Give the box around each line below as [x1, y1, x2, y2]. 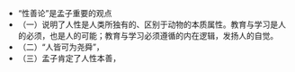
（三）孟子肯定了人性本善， [17, 53, 121, 63]
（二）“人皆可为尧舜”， [17, 41, 105, 52]
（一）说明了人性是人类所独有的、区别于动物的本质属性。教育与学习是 [17, 19, 279, 30]
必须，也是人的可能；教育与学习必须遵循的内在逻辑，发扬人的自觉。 [25, 31, 279, 40]
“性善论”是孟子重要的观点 [17, 8, 112, 18]
